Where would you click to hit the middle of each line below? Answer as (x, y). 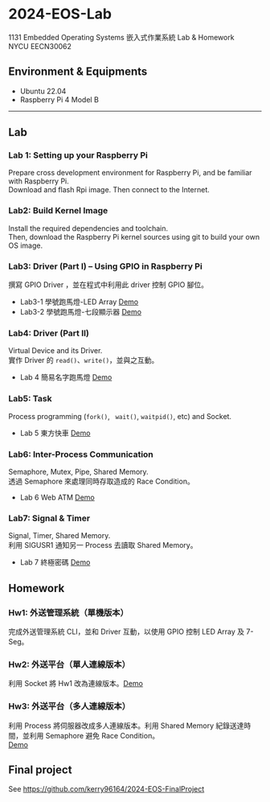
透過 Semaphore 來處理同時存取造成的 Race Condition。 (101, 481)
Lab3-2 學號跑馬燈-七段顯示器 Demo (81, 312)
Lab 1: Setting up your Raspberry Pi (78, 155)
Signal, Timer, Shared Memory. (59, 536)
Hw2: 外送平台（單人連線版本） (70, 664)
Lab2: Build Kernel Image (58, 211)
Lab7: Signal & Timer (49, 518)
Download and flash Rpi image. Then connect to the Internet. (109, 190)
